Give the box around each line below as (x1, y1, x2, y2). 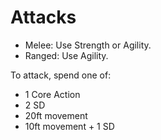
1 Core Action (24, 88, 81, 100)
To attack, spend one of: (10, 69, 112, 81)
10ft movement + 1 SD (24, 120, 115, 132)
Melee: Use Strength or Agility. (24, 39, 152, 51)
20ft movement (24, 109, 88, 121)
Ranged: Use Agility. (24, 49, 109, 61)
